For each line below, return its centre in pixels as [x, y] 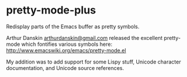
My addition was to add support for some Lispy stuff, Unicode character [93, 62]
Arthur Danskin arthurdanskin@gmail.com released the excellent [84, 38]
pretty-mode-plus [51, 10]
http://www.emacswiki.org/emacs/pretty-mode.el [66, 50]
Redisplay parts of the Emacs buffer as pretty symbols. [73, 26]
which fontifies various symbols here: [67, 44]
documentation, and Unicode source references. [65, 68]
